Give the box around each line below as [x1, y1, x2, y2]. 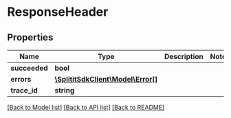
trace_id [10, 86, 38, 95]
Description [164, 52, 204, 61]
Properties [7, 32, 54, 43]
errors [10, 75, 32, 84]
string [54, 86, 75, 95]
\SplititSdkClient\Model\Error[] [54, 75, 158, 84]
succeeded [10, 63, 48, 73]
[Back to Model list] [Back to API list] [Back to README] [7, 104, 165, 111]
